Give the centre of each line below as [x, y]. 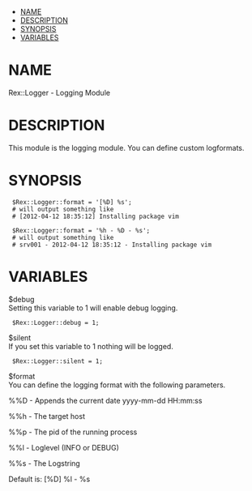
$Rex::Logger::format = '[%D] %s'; [72, 202]
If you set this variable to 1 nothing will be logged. [91, 346]
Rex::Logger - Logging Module [60, 92]
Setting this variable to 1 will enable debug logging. [93, 308]
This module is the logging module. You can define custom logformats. [126, 147]
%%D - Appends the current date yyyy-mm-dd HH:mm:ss [105, 400]
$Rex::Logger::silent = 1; [58, 361]
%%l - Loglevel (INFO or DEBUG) [64, 447]
